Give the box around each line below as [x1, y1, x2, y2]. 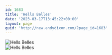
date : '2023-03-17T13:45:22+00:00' [5, 16, 79, 21]
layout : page [5, 21, 32, 26]
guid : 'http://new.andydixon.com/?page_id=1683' [5, 26, 108, 31]
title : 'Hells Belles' [5, 12, 52, 17]
